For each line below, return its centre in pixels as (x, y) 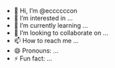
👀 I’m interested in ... (43, 18)
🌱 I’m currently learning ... (51, 25)
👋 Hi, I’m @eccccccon (46, 11)
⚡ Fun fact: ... (33, 58)
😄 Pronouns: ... (36, 51)
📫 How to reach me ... (46, 41)
